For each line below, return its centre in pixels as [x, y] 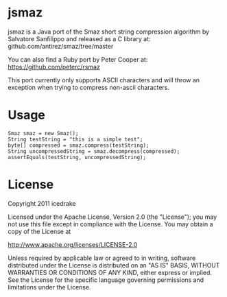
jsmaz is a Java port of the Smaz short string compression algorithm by [109, 32]
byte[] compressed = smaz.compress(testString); [79, 145]
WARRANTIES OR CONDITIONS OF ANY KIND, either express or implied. [110, 272]
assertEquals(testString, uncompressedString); [77, 157]
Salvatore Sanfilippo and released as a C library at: [79, 38]
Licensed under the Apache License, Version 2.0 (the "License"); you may [112, 217]
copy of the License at [39, 231]
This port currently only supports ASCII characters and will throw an [104, 80]
